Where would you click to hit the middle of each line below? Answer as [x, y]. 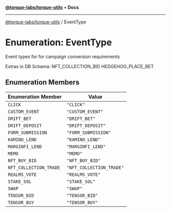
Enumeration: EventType [59, 42]
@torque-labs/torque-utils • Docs [42, 7]
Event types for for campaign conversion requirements [63, 56]
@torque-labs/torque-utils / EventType [46, 22]
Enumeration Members [42, 83]
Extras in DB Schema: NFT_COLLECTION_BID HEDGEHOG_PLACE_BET [80, 66]
